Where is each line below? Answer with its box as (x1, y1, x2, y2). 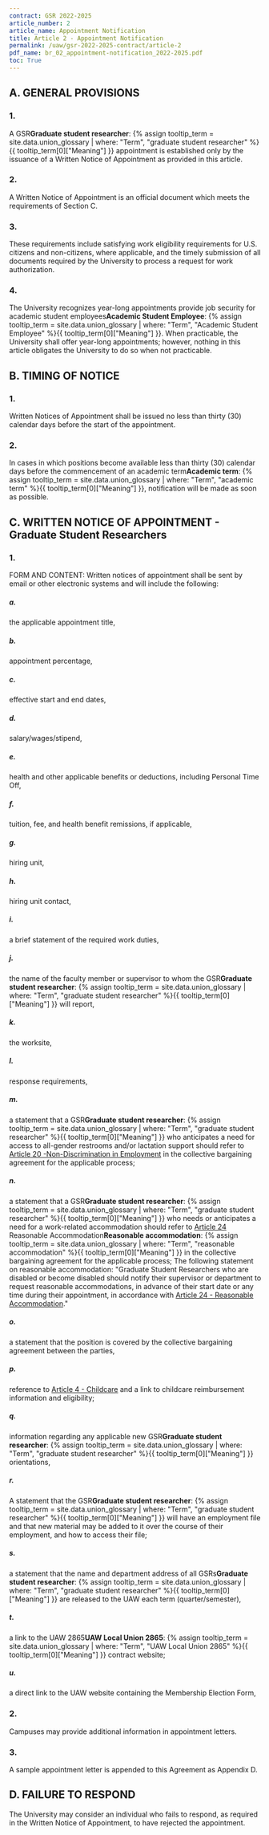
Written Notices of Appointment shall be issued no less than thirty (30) (9, 411, 243, 421)
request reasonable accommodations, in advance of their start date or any (9, 1281, 255, 1291)
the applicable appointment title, (9, 617, 115, 627)
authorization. (9, 265, 55, 275)
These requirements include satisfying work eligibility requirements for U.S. (9, 239, 258, 249)
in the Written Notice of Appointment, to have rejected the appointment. (9, 1817, 246, 1827)
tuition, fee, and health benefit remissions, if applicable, (9, 819, 193, 828)
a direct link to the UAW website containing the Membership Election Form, (9, 1688, 256, 1698)
